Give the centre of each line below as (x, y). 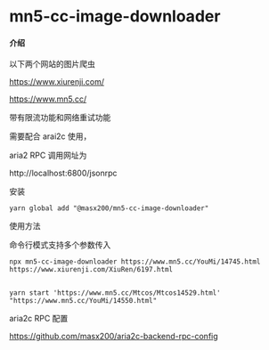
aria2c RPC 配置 (39, 319)
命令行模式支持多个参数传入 (60, 245)
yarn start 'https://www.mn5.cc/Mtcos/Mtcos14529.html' (115, 293)
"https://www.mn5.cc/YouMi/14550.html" (83, 301)
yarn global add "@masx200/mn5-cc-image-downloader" (109, 208)
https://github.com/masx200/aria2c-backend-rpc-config (114, 337)
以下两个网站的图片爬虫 (52, 64)
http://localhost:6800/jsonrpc (63, 173)
